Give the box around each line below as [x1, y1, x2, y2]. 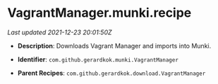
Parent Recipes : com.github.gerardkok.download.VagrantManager [17, 69, 206, 77]
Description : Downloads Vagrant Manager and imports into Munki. [17, 41, 212, 50]
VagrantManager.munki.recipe [7, 5, 192, 21]
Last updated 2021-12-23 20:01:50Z [7, 28, 112, 36]
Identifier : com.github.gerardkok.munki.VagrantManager [17, 55, 178, 64]
